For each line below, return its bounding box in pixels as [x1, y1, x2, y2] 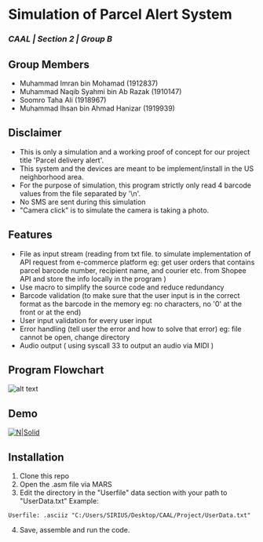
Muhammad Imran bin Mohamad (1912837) [19, 78, 159, 88]
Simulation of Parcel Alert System [8, 5, 232, 24]
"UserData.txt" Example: [19, 496, 100, 505]
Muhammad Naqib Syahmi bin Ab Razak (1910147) [19, 86, 182, 96]
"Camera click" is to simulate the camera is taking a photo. [19, 206, 210, 215]
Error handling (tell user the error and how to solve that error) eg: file [19, 324, 242, 333]
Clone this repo [19, 471, 69, 480]
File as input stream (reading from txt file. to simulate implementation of [19, 249, 251, 258]
